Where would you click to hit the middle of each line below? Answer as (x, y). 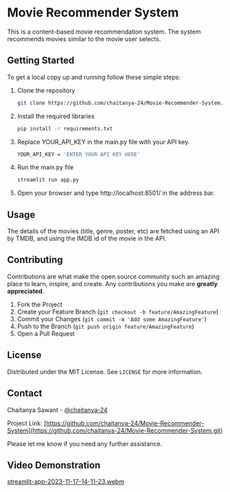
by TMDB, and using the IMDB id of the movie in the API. (87, 239)
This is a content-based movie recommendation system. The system (104, 32)
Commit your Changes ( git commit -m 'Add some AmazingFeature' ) (112, 319)
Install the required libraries (56, 116)
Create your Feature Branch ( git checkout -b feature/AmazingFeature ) (118, 312)
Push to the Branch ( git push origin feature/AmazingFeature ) (105, 326)
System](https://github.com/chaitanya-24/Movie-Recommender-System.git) (115, 430)
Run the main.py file (45, 167)
